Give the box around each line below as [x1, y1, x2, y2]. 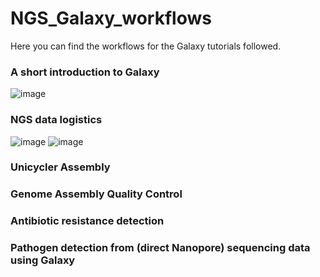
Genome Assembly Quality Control [10, 187, 183, 201]
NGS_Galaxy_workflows [10, 7, 212, 30]
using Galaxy [10, 253, 76, 267]
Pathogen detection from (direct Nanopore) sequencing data [10, 241, 311, 255]
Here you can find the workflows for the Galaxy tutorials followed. [10, 40, 282, 52]
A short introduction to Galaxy [10, 65, 160, 79]
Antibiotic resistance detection [10, 214, 165, 228]
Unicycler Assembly [10, 160, 111, 174]
